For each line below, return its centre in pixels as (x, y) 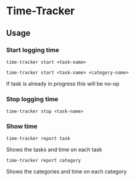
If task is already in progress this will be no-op (63, 83)
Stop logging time (32, 99)
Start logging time (33, 50)
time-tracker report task (38, 139)
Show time (22, 126)
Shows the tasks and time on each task (54, 149)
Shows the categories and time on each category (66, 171)
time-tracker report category (44, 161)
